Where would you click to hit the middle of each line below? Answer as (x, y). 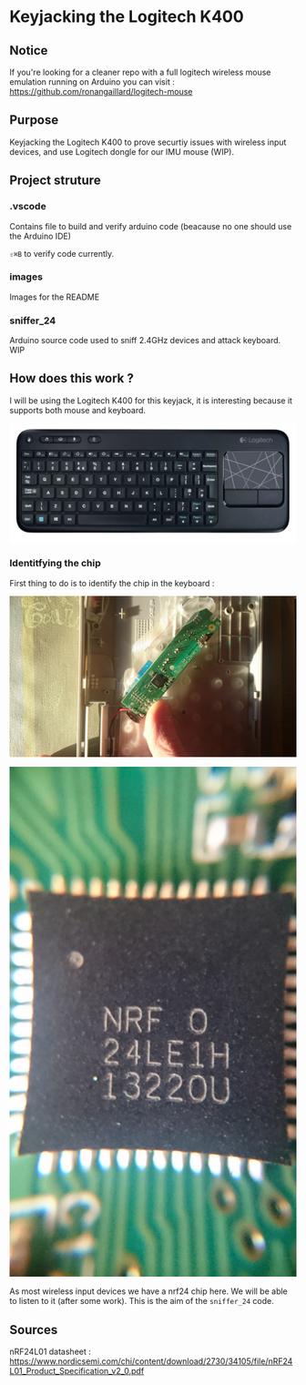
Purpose (34, 120)
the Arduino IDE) (40, 236)
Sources (34, 1330)
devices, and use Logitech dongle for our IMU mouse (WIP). (122, 151)
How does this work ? (71, 378)
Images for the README (55, 297)
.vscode (28, 207)
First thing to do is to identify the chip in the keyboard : (112, 583)
